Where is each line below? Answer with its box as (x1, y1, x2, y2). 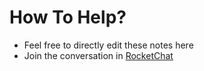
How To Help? (9, 6, 127, 29)
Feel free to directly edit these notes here (23, 39, 194, 51)
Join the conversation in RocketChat (23, 49, 174, 61)
